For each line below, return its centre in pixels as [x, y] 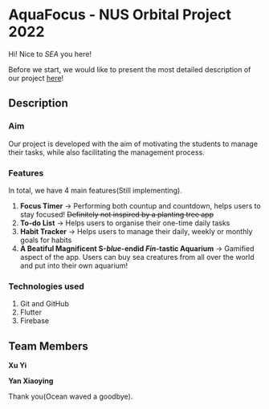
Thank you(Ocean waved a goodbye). [71, 397]
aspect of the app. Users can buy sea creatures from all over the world [137, 257]
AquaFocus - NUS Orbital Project [120, 15]
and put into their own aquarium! [74, 265]
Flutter [31, 312]
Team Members [48, 346]
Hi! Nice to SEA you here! [50, 54]
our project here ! [36, 78]
